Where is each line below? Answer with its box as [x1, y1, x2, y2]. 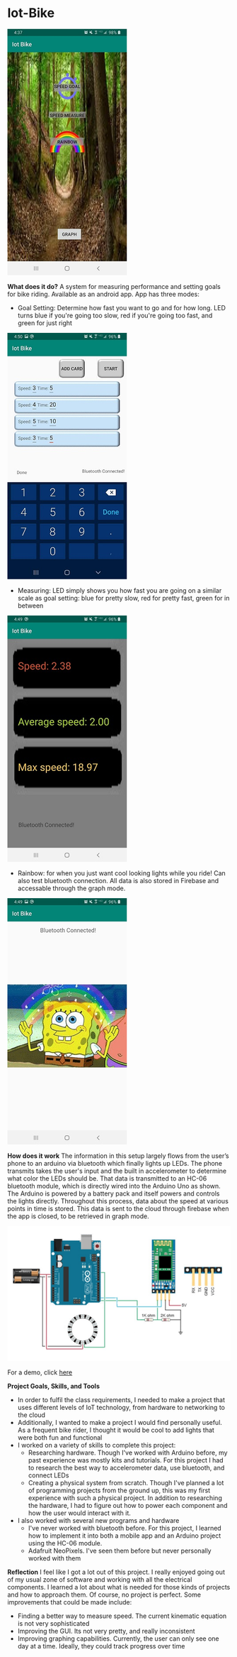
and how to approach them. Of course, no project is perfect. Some [7, 1590, 202, 1599]
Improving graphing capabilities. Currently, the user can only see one [17, 1634, 219, 1643]
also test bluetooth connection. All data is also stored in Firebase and [17, 876, 219, 885]
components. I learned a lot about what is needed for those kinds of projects [7, 1582, 231, 1591]
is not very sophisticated [17, 1619, 90, 1627]
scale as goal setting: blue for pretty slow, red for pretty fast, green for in [17, 594, 230, 602]
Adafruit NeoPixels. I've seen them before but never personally [28, 1546, 212, 1555]
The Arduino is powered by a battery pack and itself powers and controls [7, 1189, 220, 1198]
